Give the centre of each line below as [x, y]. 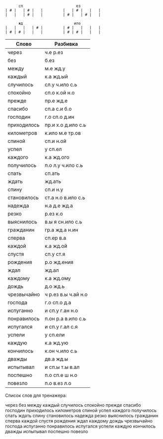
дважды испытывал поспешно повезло [47, 431]
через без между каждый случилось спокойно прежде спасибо [73, 405]
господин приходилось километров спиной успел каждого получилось [81, 410]
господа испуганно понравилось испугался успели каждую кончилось [81, 426]
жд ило [49, 23]
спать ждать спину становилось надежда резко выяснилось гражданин [82, 416]
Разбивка [66, 44]
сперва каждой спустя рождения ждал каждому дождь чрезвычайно [79, 421]
